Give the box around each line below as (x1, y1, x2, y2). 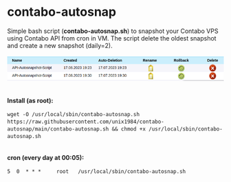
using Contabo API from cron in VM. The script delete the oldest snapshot (7, 34, 217, 42)
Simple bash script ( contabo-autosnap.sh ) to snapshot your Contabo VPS (7, 27, 219, 35)
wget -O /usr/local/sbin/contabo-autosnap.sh (7, 111, 140, 118)
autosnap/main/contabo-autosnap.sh (7, 126, 109, 133)
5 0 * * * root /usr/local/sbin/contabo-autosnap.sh (7, 168, 186, 175)
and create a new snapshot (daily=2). (7, 41, 113, 49)
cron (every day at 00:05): (7, 154, 85, 162)
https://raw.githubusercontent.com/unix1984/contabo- (7, 118, 165, 126)
